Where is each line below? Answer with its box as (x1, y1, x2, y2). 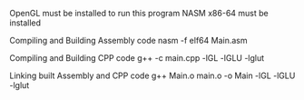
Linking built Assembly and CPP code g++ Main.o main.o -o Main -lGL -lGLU (9, 70, 296, 81)
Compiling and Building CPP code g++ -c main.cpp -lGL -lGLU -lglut (9, 53, 265, 63)
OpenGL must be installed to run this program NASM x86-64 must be (9, 8, 270, 18)
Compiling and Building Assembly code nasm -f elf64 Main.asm (9, 35, 248, 45)
